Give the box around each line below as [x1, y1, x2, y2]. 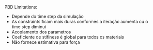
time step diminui [11, 24, 46, 30]
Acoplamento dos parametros [11, 29, 71, 34]
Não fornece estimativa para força [11, 39, 80, 45]
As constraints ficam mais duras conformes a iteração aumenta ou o [11, 19, 148, 24]
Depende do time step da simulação [11, 14, 84, 19]
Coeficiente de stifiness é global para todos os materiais [11, 34, 124, 40]
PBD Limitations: [4, 4, 37, 10]
